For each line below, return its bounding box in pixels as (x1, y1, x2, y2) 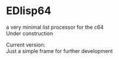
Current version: (6, 41, 46, 48)
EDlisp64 (6, 4, 52, 18)
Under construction (6, 29, 53, 36)
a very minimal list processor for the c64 (6, 24, 104, 31)
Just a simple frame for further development (6, 47, 113, 54)
